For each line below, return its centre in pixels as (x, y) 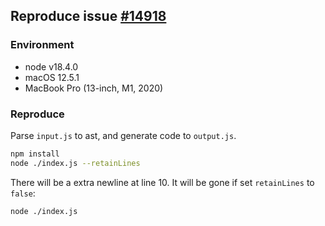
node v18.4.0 (51, 66)
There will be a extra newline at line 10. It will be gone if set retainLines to (162, 182)
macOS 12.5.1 (52, 77)
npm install (35, 154)
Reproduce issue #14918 (88, 16)
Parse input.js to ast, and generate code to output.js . (123, 135)
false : (23, 193)
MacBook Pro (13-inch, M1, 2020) (94, 88)
